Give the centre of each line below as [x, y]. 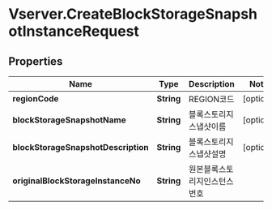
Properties [36, 61]
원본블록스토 [211, 169]
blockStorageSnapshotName [70, 120]
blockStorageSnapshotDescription [81, 147]
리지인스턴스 [211, 181]
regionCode [36, 99]
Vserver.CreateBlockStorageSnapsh [133, 14]
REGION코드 [212, 99]
